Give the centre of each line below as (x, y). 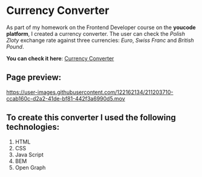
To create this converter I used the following (91, 118)
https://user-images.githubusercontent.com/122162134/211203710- (90, 92)
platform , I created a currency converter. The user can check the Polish (96, 33)
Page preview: (34, 77)
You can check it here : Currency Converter (60, 58)
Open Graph (30, 167)
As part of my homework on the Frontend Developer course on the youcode (101, 27)
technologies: (33, 127)
